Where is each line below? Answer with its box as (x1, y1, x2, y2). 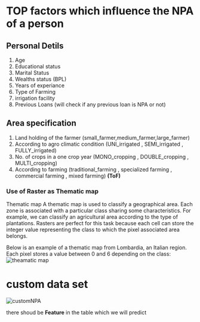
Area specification (6, 118, 76, 128)
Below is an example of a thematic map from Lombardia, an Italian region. (6, 244, 187, 252)
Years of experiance (14, 82, 64, 89)
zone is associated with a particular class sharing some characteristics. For (6, 207, 191, 214)
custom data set (6, 278, 88, 291)
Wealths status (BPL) (14, 76, 67, 82)
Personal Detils (6, 41, 64, 51)
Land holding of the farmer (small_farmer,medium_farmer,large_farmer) (14, 134, 190, 141)
